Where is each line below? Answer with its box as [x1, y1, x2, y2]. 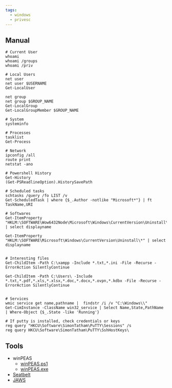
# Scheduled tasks [5, 189, 45, 194]
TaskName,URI [5, 202, 33, 208]
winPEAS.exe [20, 366, 49, 372]
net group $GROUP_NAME [5, 99, 54, 104]
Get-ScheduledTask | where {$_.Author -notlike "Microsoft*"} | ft [5, 198, 153, 203]
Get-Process [5, 139, 31, 145]
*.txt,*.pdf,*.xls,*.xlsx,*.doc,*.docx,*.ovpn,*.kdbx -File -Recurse [5, 278, 157, 283]
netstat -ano [5, 162, 33, 167]
